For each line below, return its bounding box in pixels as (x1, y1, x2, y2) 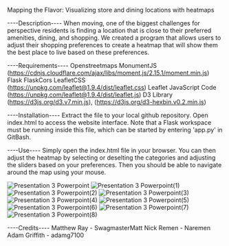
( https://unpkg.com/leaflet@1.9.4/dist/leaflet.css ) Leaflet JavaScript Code (7, 84, 217, 91)
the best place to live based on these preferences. (7, 48, 150, 56)
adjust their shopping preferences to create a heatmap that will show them (7, 41, 218, 49)
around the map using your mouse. (7, 168, 107, 176)
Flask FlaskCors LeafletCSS (7, 76, 86, 84)
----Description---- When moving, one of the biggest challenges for (7, 19, 201, 27)
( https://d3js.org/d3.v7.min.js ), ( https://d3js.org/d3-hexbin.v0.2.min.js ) (7, 98, 206, 106)
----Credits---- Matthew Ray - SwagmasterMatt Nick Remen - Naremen (7, 224, 211, 232)
